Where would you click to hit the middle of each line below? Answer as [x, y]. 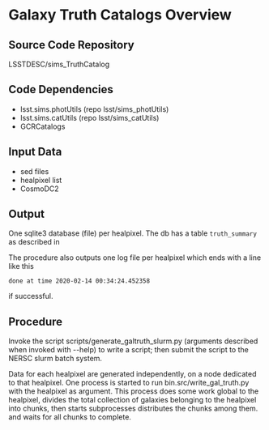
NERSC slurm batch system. [56, 359]
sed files [34, 171]
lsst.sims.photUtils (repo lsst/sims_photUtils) [94, 109]
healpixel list [41, 180]
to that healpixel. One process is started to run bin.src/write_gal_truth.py [129, 383]
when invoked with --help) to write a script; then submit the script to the [128, 350]
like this [21, 266]
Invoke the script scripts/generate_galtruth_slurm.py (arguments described [133, 341]
